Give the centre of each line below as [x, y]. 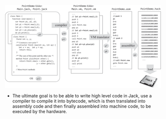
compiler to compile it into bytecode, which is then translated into [79, 101]
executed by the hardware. [40, 111]
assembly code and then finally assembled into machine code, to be [82, 106]
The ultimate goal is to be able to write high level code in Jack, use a [82, 95]
